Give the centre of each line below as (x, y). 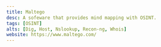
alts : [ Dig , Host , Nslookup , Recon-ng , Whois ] (66, 29)
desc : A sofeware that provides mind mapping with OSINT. (81, 18)
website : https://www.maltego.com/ (52, 35)
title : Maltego (26, 12)
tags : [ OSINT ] (24, 23)
